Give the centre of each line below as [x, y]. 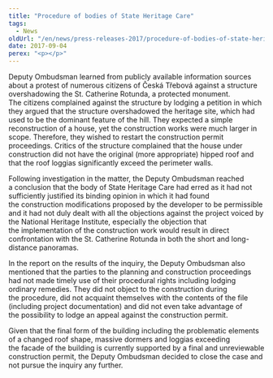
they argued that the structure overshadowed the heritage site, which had [132, 111]
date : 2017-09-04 [38, 46]
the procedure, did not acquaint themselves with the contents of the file [128, 298]
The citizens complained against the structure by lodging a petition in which [135, 103]
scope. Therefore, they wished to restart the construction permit [116, 137]
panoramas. [59, 247]
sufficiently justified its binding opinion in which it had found [109, 196]
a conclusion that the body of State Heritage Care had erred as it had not [130, 187]
